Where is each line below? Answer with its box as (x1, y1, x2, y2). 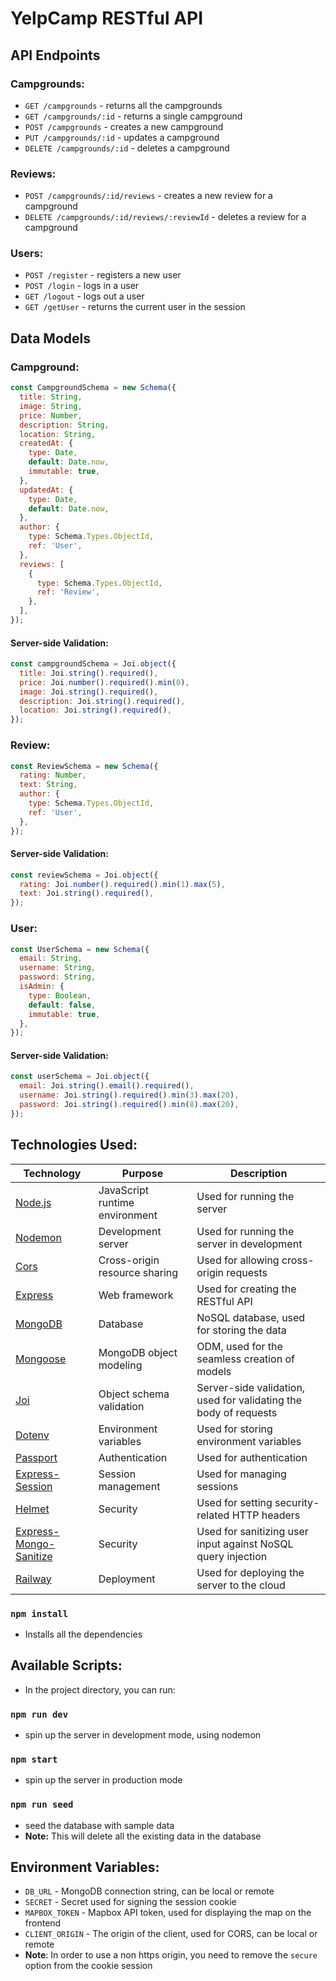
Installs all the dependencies (24, 1628, 143, 1640)
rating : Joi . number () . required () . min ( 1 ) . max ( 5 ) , (19, 879, 226, 889)
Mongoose (15, 1352, 67, 1366)
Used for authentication (196, 1450, 308, 1464)
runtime (98, 1195, 135, 1209)
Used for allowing (196, 1253, 280, 1267)
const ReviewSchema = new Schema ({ (10, 761, 159, 771)
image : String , (19, 401, 83, 411)
